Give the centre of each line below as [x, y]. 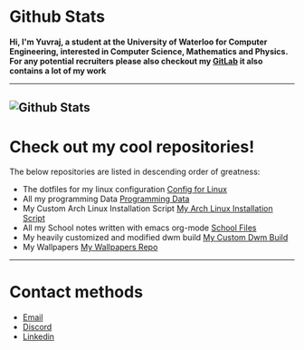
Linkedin [38, 336]
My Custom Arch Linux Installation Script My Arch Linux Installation [147, 209]
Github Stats [57, 17]
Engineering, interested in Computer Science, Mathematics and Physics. [149, 51]
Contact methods [76, 292]
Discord [37, 327]
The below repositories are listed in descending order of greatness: [135, 172]
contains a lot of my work [58, 71]
